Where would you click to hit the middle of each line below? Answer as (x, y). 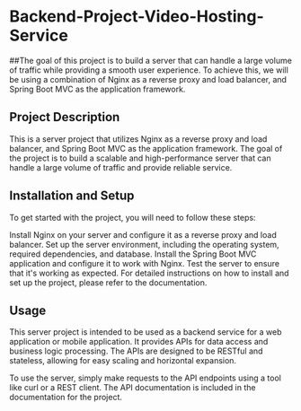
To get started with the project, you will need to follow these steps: (133, 217)
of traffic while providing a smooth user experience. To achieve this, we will (149, 70)
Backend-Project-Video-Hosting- (137, 17)
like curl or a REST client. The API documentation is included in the (133, 388)
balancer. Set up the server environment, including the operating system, (145, 244)
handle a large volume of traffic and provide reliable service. (121, 167)
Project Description (65, 117)
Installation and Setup (72, 196)
